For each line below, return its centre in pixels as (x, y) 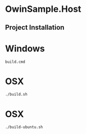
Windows (25, 48)
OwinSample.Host (43, 9)
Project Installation (35, 27)
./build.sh (16, 94)
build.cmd (15, 62)
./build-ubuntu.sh (24, 127)
